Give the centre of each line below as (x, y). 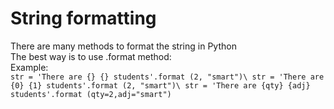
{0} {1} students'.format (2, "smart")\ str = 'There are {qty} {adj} (160, 85)
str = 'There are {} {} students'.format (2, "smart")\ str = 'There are (167, 77)
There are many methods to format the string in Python (123, 46)
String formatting (83, 18)
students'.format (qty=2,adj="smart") (91, 94)
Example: (29, 67)
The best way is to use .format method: (91, 56)
